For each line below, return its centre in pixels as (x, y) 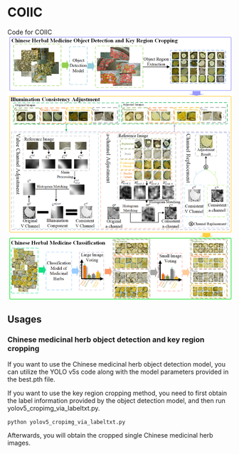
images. (19, 443)
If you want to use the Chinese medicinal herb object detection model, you (117, 364)
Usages (25, 319)
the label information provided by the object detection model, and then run (116, 400)
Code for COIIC (30, 32)
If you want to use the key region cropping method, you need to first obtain (117, 393)
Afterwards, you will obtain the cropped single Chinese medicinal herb (110, 435)
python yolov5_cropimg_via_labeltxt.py (67, 422)
